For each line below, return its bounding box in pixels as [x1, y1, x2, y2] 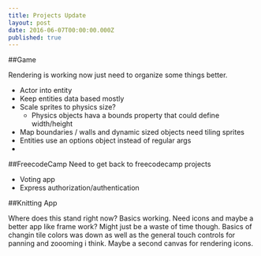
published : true [8, 33, 62, 42]
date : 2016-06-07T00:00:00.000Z [8, 26, 114, 34]
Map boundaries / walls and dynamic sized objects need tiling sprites [19, 128, 245, 137]
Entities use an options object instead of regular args [19, 135, 192, 146]
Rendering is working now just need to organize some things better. [8, 70, 228, 80]
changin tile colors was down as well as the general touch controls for [8, 230, 236, 240]
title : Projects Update [8, 11, 87, 20]
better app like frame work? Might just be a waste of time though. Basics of [8, 222, 252, 232]
